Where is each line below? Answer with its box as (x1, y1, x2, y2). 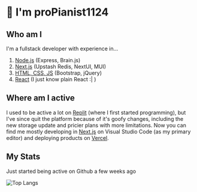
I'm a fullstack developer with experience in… (6, 45, 119, 52)
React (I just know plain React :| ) (14, 76, 96, 83)
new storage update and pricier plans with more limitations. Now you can (6, 121, 187, 129)
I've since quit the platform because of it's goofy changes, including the (6, 115, 184, 122)
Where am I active (6, 93, 75, 103)
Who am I (6, 29, 42, 39)
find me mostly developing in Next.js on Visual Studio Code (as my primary (6, 128, 191, 135)
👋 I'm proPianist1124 (6, 5, 109, 19)
